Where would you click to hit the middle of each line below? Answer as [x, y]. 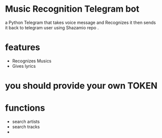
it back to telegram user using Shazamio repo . [52, 27]
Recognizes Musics [32, 61]
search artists [26, 121]
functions [25, 108]
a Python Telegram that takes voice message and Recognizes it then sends [81, 22]
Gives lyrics [24, 66]
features [23, 48]
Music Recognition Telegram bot [72, 9]
